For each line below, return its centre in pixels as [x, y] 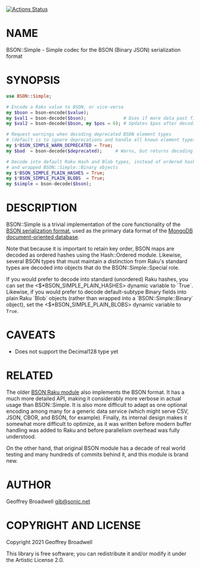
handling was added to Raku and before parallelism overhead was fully [93, 430]
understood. [21, 436]
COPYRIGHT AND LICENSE [74, 526]
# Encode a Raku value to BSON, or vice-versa [65, 107]
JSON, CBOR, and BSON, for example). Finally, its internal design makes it [97, 417]
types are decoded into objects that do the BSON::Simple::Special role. [93, 268]
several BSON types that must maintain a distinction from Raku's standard [97, 261]
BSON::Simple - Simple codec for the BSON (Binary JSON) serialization [93, 50]
